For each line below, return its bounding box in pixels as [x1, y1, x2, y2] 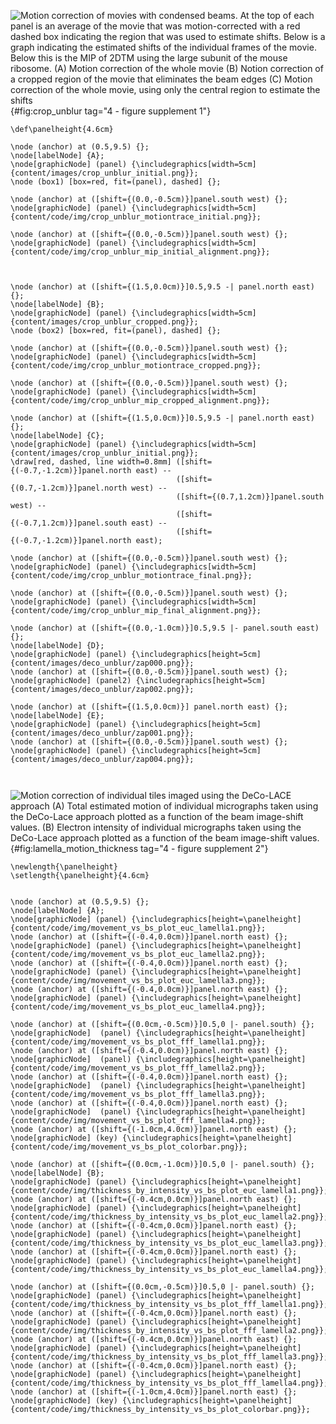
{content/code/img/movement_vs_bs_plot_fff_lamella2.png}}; [10, 1063, 267, 1073]
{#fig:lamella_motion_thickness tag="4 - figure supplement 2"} [10, 843, 269, 854]
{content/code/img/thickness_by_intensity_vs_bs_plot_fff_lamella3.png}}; [10, 1352, 329, 1362]
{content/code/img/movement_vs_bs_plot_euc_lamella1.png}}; [10, 923, 267, 933]
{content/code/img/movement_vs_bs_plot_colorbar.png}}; [10, 1142, 248, 1152]
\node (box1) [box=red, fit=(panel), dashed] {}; [10, 177, 222, 187]
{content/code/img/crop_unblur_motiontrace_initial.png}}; [10, 212, 262, 222]
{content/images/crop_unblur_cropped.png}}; [10, 317, 199, 327]
